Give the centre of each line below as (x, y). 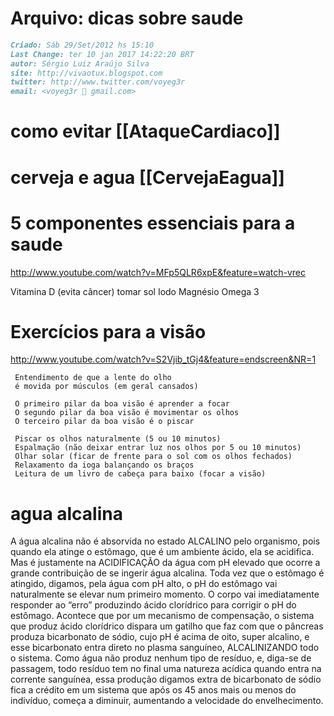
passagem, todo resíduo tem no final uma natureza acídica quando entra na (166, 669)
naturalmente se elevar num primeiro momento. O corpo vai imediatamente (165, 594)
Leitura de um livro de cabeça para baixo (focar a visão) (140, 474)
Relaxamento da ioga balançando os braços (104, 465)
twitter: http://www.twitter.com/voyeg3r (98, 82)
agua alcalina (66, 513)
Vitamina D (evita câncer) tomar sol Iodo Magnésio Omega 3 (135, 291)
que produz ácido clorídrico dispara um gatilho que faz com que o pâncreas (167, 626)
